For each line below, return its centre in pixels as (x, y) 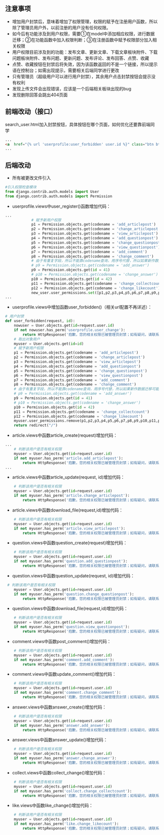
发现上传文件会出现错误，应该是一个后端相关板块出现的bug (72, 88)
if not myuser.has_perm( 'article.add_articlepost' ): (69, 458)
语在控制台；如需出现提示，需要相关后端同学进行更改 (66, 70)
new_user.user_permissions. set (63, 293)
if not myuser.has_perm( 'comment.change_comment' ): (67, 693)
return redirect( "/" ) (36, 426)
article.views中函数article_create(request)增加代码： (65, 435)
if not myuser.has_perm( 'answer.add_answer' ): (62, 725)
